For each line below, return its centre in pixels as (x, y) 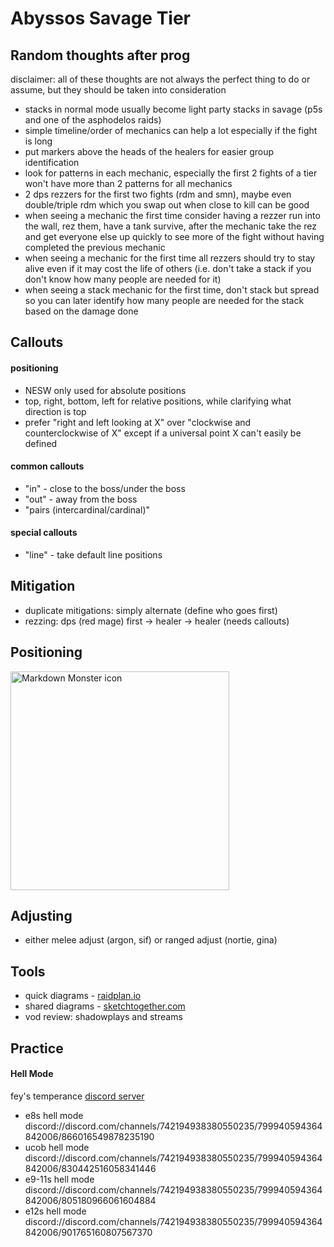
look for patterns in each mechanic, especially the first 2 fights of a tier (171, 173)
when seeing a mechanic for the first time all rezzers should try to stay (170, 258)
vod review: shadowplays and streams (103, 1017)
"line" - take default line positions (93, 555)
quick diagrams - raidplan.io (83, 996)
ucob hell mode (57, 1147)
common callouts (47, 466)
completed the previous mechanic (95, 247)
